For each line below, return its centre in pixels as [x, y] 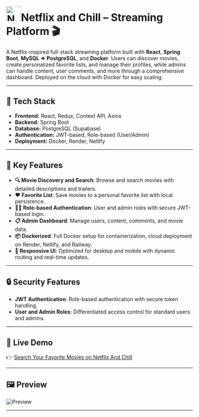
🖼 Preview [27, 385]
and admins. [30, 318]
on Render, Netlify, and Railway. [53, 244]
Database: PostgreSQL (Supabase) [58, 128]
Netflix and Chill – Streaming [92, 18]
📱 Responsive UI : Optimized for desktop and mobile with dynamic [95, 250]
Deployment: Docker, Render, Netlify [60, 141]
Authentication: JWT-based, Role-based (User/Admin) [82, 134]
